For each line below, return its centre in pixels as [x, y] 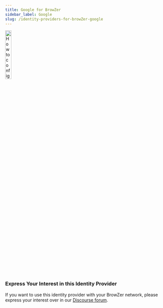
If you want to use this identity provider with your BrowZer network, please [81, 295]
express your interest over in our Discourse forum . [57, 300]
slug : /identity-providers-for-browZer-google [54, 19]
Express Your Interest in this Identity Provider [61, 284]
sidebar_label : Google [29, 14]
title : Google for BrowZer [33, 10]
